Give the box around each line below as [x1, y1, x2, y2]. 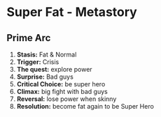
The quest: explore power [16, 65, 92, 73]
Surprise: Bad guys [16, 72, 74, 81]
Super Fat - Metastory [6, 4, 137, 20]
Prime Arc [6, 32, 51, 44]
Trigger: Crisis [16, 58, 59, 66]
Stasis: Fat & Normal [16, 50, 77, 58]
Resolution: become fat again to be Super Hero [16, 102, 155, 110]
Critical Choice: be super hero [16, 80, 106, 88]
